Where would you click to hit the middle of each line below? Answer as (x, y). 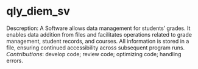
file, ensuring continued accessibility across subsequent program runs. (96, 48)
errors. (15, 60)
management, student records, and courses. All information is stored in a (98, 41)
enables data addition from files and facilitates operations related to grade (99, 34)
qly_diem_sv (38, 11)
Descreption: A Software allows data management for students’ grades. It (98, 28)
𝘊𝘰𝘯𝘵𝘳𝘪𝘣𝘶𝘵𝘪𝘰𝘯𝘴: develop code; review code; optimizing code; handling (94, 54)
